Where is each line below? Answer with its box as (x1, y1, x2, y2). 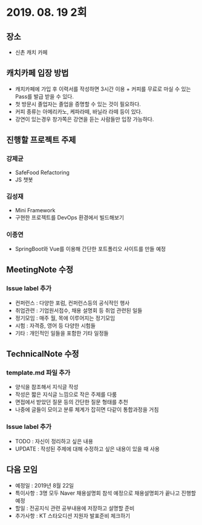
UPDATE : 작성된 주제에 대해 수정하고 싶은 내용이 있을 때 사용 (15, 445, 160, 452)
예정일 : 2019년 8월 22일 (15, 481, 74, 489)
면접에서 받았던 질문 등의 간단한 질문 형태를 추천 (15, 399, 128, 406)
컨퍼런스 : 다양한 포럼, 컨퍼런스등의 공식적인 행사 (15, 299, 130, 306)
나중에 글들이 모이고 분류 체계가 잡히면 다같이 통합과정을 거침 (15, 406, 159, 413)
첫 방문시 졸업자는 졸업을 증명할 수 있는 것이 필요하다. (15, 100, 141, 108)
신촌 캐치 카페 (15, 49, 48, 56)
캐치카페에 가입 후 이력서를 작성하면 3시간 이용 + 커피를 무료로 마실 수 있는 (15, 85, 192, 93)
